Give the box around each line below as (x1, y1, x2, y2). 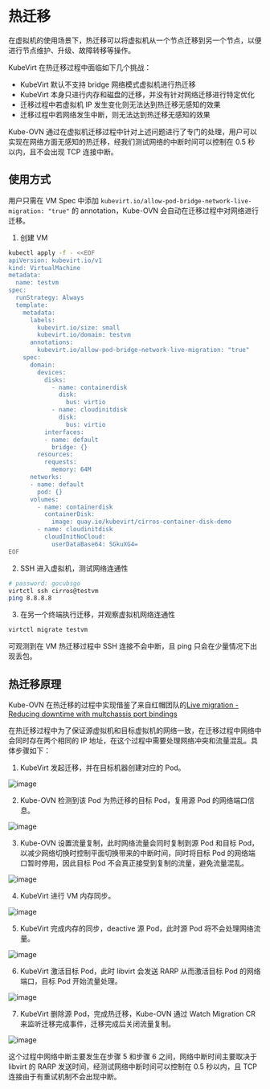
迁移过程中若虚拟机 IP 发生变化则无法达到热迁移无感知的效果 (19, 100, 221, 109)
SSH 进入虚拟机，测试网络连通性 (19, 563, 129, 573)
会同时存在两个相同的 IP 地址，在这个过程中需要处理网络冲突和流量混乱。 (8, 735, 252, 745)
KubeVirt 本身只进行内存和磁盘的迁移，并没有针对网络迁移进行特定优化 (19, 89, 256, 99)
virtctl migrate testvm (8, 626, 88, 634)
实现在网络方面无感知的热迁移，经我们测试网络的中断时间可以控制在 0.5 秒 (8, 137, 256, 146)
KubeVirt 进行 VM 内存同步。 (19, 890, 116, 900)
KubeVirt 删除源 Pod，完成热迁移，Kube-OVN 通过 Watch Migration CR (19, 1009, 256, 1018)
